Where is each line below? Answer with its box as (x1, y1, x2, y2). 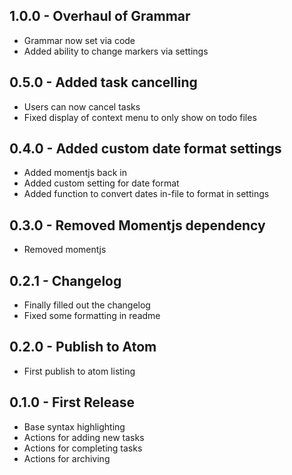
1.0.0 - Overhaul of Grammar (9, 8, 191, 25)
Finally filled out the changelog (23, 299, 151, 311)
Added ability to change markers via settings (23, 45, 209, 57)
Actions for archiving (23, 452, 111, 464)
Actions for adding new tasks (23, 431, 145, 443)
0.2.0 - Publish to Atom (9, 339, 157, 356)
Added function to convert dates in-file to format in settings (23, 188, 270, 200)
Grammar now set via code (23, 34, 136, 46)
